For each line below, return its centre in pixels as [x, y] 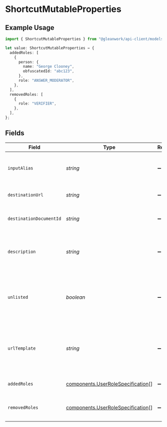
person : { [28, 62]
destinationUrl [26, 195]
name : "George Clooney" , [49, 67]
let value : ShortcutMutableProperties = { [50, 48]
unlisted [18, 297]
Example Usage [30, 28]
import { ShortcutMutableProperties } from [51, 39]
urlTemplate [22, 348]
